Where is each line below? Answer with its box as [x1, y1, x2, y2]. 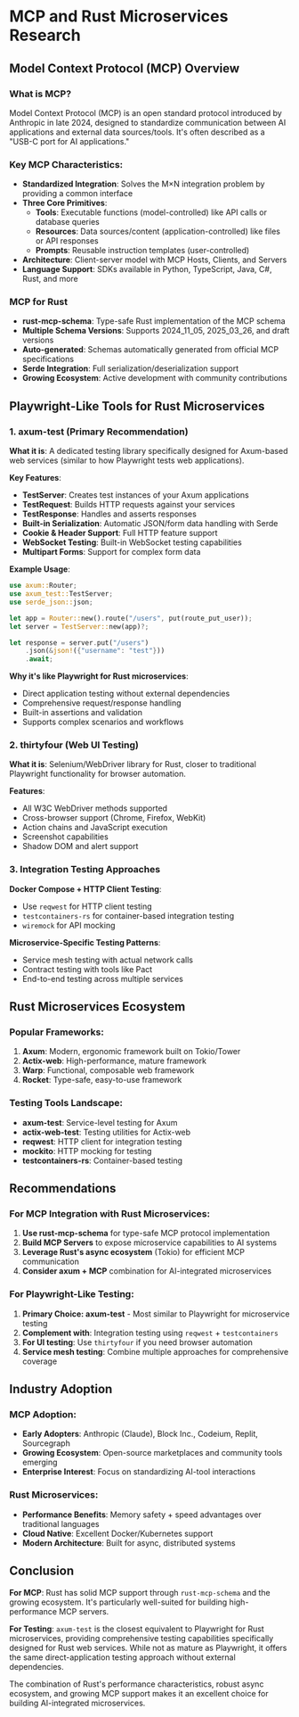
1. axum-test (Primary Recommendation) [9, 425, 189, 438]
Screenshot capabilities [21, 831, 109, 842]
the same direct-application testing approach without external [9, 1652, 236, 1663]
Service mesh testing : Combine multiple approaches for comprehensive [21, 1346, 289, 1357]
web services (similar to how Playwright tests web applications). [9, 455, 245, 466]
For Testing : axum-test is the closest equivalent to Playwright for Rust [9, 1623, 264, 1634]
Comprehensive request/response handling [21, 698, 182, 708]
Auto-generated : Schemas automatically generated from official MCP [21, 344, 279, 355]
